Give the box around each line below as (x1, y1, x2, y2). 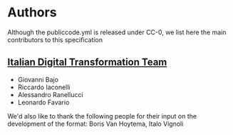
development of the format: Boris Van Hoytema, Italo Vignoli (7, 119, 184, 128)
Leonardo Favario (17, 98, 70, 106)
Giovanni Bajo (17, 75, 59, 84)
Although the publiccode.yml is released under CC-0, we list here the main (7, 28, 227, 36)
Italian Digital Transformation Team (7, 56, 167, 69)
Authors (7, 4, 57, 21)
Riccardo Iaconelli (17, 83, 71, 91)
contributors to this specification (7, 35, 103, 44)
